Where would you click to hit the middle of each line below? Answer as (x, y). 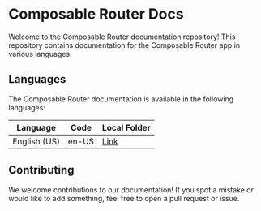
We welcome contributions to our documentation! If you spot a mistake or (131, 189)
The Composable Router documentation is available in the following (121, 99)
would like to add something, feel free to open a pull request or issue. (124, 198)
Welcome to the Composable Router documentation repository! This (122, 37)
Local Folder (126, 127)
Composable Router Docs (96, 14)
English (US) (36, 141)
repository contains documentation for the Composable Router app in (124, 45)
